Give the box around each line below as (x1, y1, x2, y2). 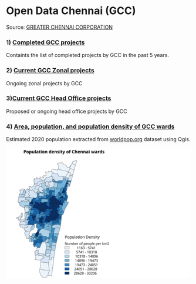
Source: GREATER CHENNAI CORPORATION (6, 24, 113, 31)
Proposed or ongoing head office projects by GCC (6, 108, 127, 115)
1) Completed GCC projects (6, 38, 85, 46)
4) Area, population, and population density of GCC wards (6, 122, 175, 131)
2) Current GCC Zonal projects (6, 66, 95, 75)
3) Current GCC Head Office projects (6, 94, 111, 102)
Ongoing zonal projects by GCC (6, 79, 83, 86)
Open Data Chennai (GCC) (6, 4, 136, 18)
